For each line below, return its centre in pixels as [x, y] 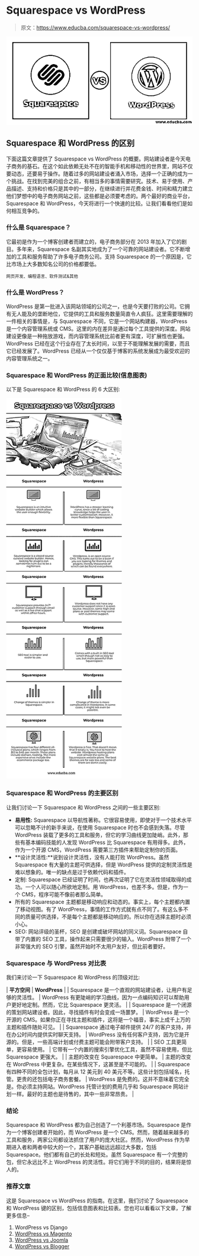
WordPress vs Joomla [41, 1240]
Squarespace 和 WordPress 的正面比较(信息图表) [77, 375]
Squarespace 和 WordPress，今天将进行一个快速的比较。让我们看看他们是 [97, 203]
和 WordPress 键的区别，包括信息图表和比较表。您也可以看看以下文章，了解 [99, 1208]
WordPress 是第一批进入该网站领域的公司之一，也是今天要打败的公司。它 [95, 306]
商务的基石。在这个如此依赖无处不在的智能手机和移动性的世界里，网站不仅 [102, 166]
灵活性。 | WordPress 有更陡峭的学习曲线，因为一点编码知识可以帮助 [100, 997]
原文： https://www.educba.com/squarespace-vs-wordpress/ [95, 27]
